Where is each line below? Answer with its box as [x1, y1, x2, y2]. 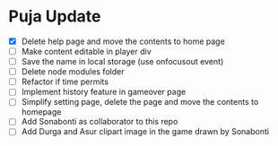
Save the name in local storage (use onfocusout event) [21, 56, 224, 67]
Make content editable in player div [21, 47, 152, 56]
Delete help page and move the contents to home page [21, 36, 225, 47]
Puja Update [8, 6, 101, 27]
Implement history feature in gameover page [21, 87, 187, 98]
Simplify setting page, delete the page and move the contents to [21, 97, 259, 107]
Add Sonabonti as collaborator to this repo [21, 116, 178, 127]
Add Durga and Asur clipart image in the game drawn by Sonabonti [21, 126, 270, 137]
